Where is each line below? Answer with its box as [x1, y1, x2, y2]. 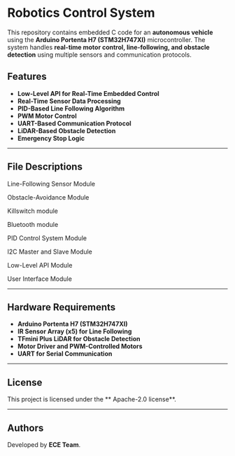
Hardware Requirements [7, 301, 116, 313]
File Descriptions [7, 161, 83, 173]
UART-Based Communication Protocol [17, 119, 131, 127]
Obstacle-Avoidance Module [7, 193, 90, 201]
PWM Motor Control [17, 111, 77, 120]
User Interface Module [7, 275, 72, 283]
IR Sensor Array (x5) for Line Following [17, 327, 132, 336]
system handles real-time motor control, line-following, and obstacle [7, 43, 210, 51]
